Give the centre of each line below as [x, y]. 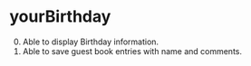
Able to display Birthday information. [91, 42]
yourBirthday [60, 17]
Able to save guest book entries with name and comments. [132, 51]
